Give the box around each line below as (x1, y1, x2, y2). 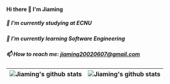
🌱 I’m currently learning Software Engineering (6, 35, 126, 42)
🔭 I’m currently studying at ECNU (6, 19, 92, 27)
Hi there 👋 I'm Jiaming (6, 5, 63, 13)
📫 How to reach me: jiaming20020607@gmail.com (6, 50, 140, 58)
